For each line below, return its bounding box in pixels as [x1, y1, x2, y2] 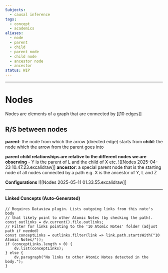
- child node [9, 54, 37, 59]
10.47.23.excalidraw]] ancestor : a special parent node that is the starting [11, 164, 161, 170]
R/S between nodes [5, 125, 67, 134]
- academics [9, 26, 35, 31]
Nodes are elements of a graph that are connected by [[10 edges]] [5, 111, 142, 117]
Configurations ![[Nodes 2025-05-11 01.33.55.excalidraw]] [5, 179, 126, 185]
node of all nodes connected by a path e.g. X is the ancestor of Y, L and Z [5, 169, 157, 175]
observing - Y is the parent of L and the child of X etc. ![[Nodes [5, 159, 136, 165]
